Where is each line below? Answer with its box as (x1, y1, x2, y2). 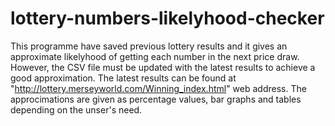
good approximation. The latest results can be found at (10, 72, 237, 84)
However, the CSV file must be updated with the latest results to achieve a (10, 61, 316, 73)
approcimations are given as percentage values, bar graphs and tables (10, 93, 302, 105)
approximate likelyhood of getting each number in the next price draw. (10, 50, 300, 62)
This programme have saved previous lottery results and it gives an (10, 40, 288, 52)
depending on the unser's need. (10, 103, 143, 116)
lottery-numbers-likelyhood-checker (10, 7, 325, 30)
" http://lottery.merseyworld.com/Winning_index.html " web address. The (10, 82, 307, 94)
